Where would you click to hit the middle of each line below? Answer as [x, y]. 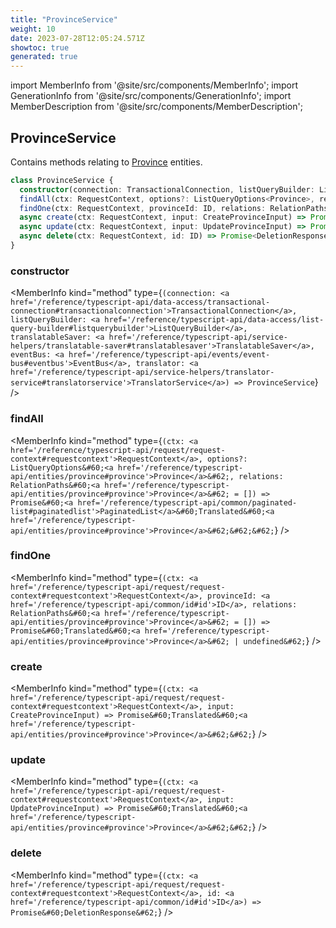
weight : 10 [33, 29]
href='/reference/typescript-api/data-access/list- [214, 320]
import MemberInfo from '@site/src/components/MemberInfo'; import [154, 85]
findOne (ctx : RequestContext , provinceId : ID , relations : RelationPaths [174, 208]
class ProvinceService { [62, 180]
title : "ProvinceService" [64, 19]
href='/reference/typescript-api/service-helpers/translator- [142, 372]
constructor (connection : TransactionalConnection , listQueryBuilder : [167, 189]
